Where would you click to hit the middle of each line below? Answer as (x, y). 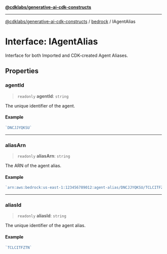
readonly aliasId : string (42, 216)
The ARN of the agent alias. (33, 166)
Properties (22, 71)
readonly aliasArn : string (44, 156)
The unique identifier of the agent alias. (45, 226)
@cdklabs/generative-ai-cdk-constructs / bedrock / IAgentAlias (70, 21)
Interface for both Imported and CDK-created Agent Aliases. (67, 55)
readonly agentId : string (43, 96)
